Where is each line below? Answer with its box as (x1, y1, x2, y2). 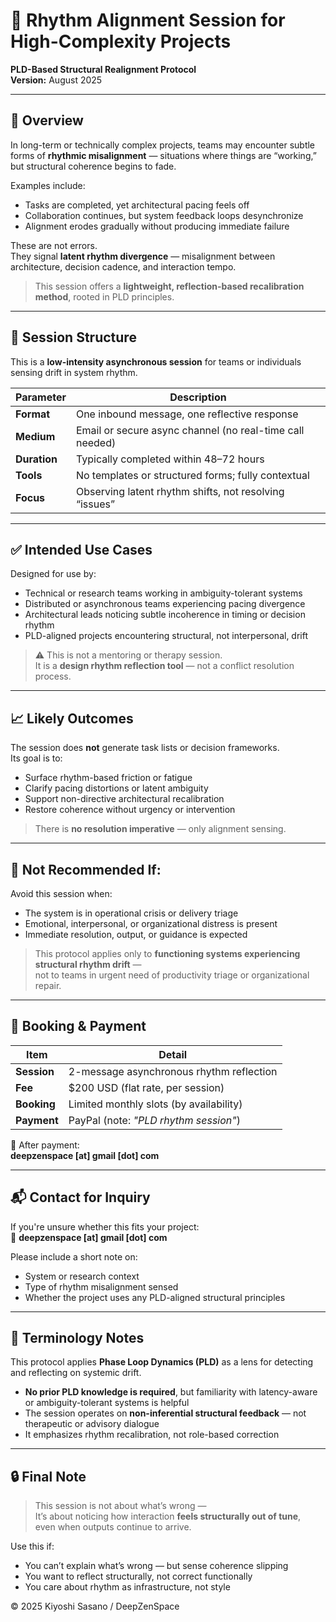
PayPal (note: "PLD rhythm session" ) (68, 1113, 241, 1127)
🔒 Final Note (10, 1468, 87, 1485)
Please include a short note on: (10, 1250, 138, 1263)
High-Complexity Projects (10, 30, 232, 53)
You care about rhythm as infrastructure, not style (24, 1581, 231, 1593)
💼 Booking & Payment (10, 1018, 147, 1035)
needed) (75, 435, 117, 449)
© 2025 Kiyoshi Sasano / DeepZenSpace (10, 1600, 180, 1613)
